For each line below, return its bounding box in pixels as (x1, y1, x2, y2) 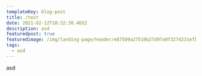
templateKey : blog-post (6, 8, 66, 15)
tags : (6, 42, 20, 48)
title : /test (6, 14, 39, 20)
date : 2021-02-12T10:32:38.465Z (6, 20, 87, 26)
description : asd (6, 25, 50, 32)
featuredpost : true (6, 31, 55, 37)
